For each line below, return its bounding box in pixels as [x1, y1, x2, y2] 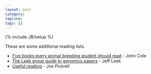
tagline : [5, 16, 23, 21]
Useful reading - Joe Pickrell [12, 63, 70, 69]
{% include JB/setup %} [5, 34, 54, 40]
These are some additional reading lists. [5, 43, 85, 49]
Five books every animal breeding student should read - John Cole [12, 53, 147, 59]
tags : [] [5, 20, 23, 26]
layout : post [5, 7, 32, 12]
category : [5, 12, 25, 17]
